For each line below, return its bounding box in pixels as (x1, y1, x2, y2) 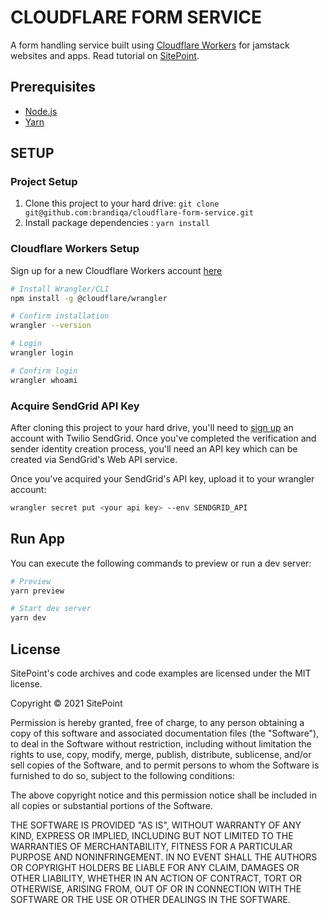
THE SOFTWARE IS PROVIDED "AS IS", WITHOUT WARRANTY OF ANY (10, 819, 302, 831)
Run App (10, 531, 66, 548)
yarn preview (10, 586, 65, 596)
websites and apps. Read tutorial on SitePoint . (10, 49, 200, 61)
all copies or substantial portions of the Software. (10, 800, 213, 812)
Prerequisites (10, 79, 96, 96)
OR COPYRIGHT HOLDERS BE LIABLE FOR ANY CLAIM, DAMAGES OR (10, 862, 300, 874)
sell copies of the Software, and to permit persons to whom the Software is (10, 759, 320, 771)
